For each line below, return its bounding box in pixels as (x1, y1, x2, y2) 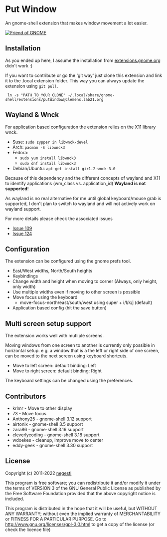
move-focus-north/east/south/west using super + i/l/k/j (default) (19, 299, 153, 305)
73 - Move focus (12, 411, 46, 416)
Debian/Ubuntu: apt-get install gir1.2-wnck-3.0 (12, 165, 116, 171)
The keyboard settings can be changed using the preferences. (5, 378, 134, 384)
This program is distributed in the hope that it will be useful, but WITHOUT (5, 505, 158, 511)
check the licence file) (5, 527, 51, 533)
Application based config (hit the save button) (12, 305, 107, 311)
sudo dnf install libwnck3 (19, 161, 76, 166)
